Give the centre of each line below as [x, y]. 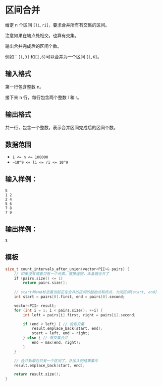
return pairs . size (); [45, 283]
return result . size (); [37, 374]
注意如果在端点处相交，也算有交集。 [42, 35]
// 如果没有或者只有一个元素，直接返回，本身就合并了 [62, 274]
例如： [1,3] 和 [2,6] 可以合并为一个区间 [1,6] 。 [54, 56]
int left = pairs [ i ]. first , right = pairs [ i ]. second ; [80, 315]
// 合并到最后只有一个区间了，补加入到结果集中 [56, 361]
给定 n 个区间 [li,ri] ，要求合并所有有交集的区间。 [57, 25]
